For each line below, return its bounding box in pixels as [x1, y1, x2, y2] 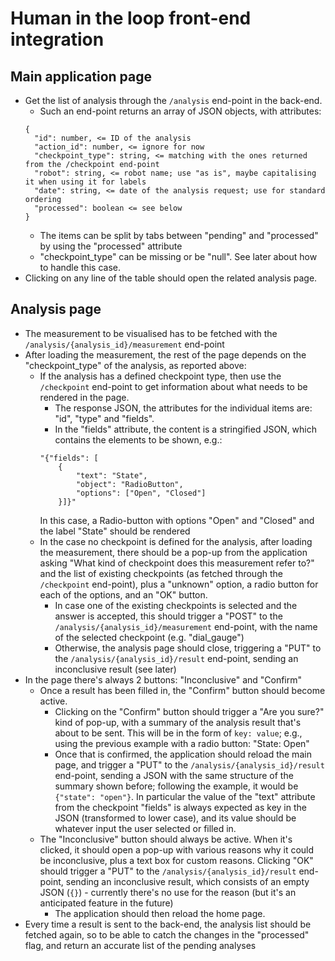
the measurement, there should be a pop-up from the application [39, 546, 308, 558]
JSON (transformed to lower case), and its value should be [54, 812, 297, 824]
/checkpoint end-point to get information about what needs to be [39, 380, 308, 392]
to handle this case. [39, 262, 121, 273]
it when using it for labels [24, 177, 147, 187]
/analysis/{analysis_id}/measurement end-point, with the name [54, 620, 318, 632]
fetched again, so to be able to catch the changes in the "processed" [24, 928, 310, 941]
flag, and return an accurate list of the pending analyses [24, 939, 257, 951]
